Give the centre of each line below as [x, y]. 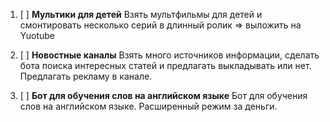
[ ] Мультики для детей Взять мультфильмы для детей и [141, 14]
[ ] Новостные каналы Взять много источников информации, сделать [169, 55]
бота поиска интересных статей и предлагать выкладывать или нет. [165, 65]
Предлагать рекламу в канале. [86, 76]
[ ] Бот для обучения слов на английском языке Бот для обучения [163, 95]
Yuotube [37, 35]
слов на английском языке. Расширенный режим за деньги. [148, 106]
